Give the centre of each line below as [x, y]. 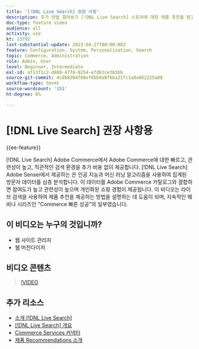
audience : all [24, 28]
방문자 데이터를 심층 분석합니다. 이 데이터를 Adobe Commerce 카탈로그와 [92, 182]
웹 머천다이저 [30, 247]
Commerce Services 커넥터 [48, 333]
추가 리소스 [25, 302]
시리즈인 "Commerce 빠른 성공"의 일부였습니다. [73, 204]
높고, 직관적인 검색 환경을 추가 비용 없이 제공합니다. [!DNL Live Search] [105, 167]
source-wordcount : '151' [37, 89]
